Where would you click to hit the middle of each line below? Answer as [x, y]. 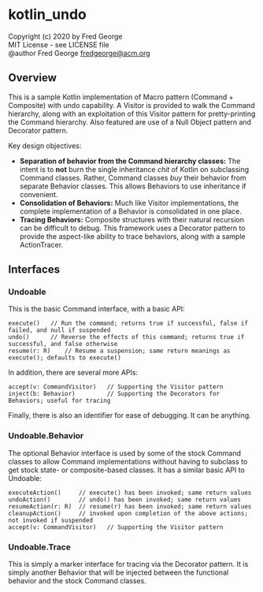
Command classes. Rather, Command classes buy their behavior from [133, 177]
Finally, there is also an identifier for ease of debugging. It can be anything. [130, 415]
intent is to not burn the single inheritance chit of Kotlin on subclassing [134, 169]
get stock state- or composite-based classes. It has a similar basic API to [127, 470]
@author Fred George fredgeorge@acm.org [80, 53]
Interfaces [34, 270]
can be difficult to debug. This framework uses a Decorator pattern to [132, 228]
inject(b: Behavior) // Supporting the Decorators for [114, 394]
